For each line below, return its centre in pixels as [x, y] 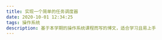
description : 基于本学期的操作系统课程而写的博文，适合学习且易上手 [81, 28]
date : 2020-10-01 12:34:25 [40, 17]
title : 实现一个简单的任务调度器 [42, 11]
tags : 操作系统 [23, 22]
